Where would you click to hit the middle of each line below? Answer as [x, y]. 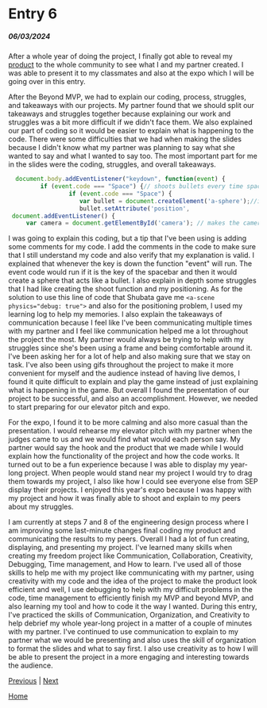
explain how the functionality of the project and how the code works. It [124, 456]
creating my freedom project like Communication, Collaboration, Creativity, [131, 556]
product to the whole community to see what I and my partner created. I [126, 65]
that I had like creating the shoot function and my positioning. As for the [126, 289]
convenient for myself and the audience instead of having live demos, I [124, 373]
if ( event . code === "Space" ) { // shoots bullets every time [142, 187]
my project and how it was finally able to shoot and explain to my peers [124, 498]
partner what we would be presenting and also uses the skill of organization [132, 641]
